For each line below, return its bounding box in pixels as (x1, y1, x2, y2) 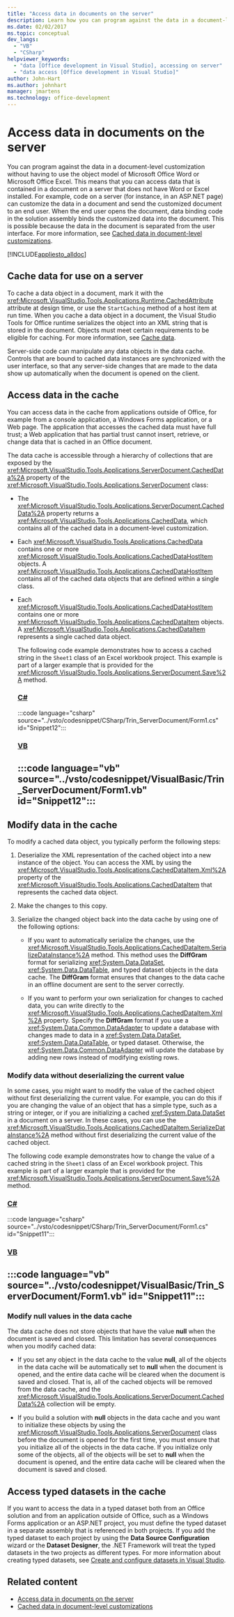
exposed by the (7, 458, 52, 467)
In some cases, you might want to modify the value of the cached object (7, 1086, 214, 1095)
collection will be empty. (46, 1400, 116, 1408)
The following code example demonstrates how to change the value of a (7, 1152, 215, 1160)
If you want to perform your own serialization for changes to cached (27, 993, 224, 1002)
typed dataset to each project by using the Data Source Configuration (7, 1534, 210, 1542)
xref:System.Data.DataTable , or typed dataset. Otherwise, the (27, 1038, 204, 1046)
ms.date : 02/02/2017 (7, 23, 68, 30)
